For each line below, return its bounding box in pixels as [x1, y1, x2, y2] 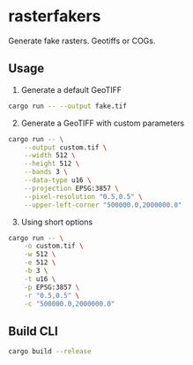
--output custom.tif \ [24, 143, 108, 152]
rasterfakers [8, 6, 101, 27]
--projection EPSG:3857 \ [24, 184, 120, 193]
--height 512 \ [24, 159, 80, 169]
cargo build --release [8, 347, 92, 356]
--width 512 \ [24, 151, 76, 160]
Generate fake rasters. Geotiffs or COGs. [8, 35, 156, 46]
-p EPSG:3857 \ [24, 283, 80, 292]
